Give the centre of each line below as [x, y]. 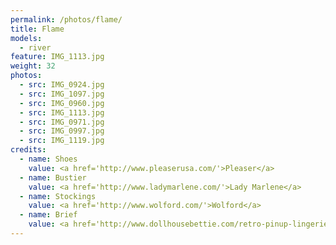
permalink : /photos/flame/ [66, 19]
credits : [28, 150]
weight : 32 [33, 66]
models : [26, 38]
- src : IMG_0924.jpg [62, 85]
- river [35, 47]
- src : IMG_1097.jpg [62, 94]
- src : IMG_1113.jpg [62, 112]
